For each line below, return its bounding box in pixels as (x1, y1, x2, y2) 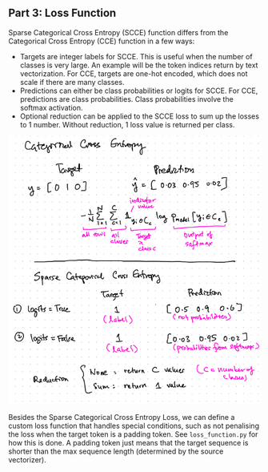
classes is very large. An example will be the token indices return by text (19, 60, 258, 70)
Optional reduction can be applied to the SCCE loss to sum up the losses (19, 111, 260, 121)
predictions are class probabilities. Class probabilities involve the (19, 94, 234, 103)
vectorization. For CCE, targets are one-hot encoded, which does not (19, 68, 248, 79)
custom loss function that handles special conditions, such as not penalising (8, 421, 260, 431)
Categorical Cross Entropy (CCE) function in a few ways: (8, 36, 195, 46)
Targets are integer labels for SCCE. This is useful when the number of (19, 51, 254, 61)
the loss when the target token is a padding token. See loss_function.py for (8, 430, 258, 439)
